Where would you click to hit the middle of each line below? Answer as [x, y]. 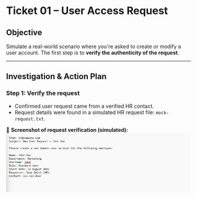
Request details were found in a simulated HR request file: [84, 112]
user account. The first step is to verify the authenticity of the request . [93, 53]
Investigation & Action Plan [56, 76]
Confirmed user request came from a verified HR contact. [84, 106]
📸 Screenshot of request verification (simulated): [67, 129]
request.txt [29, 119]
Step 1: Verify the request [43, 93]
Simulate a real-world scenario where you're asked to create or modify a [94, 46]
